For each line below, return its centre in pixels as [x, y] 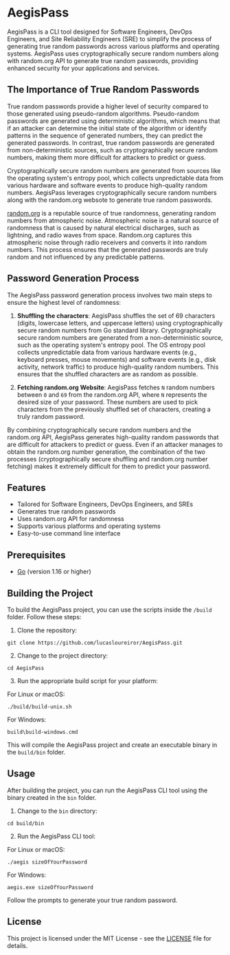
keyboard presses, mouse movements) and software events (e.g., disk [116, 359]
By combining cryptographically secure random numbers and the [99, 430]
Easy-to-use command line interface [69, 533]
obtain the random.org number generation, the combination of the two [106, 452]
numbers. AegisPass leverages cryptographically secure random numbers [112, 192]
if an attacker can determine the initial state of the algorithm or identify [107, 128]
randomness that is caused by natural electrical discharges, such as [103, 227]
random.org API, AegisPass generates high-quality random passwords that [113, 437]
